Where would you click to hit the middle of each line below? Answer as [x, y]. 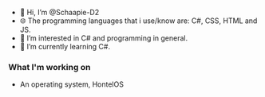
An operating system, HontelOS [71, 84]
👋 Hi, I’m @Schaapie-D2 [59, 12]
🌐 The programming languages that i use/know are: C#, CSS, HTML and [138, 21]
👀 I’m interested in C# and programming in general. [104, 38]
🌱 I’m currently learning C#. [65, 47]
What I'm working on [49, 67]
